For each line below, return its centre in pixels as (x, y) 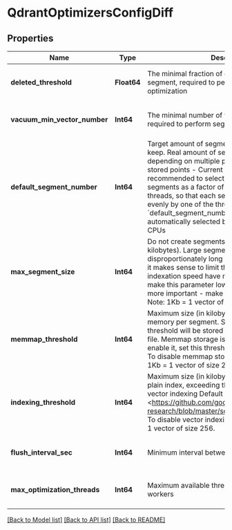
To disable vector (175, 420)
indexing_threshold (43, 402)
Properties (30, 38)
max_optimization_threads (55, 490)
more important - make (185, 293)
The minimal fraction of (185, 74)
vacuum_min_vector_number (59, 119)
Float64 (128, 82)
